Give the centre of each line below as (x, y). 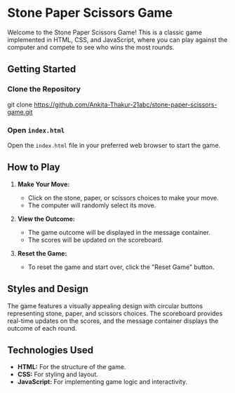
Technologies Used (50, 350)
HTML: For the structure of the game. (72, 367)
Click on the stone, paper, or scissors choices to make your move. (123, 198)
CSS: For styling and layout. (58, 374)
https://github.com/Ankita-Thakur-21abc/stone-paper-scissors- (126, 104)
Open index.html (36, 130)
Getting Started (42, 69)
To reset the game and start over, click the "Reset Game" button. (121, 267)
